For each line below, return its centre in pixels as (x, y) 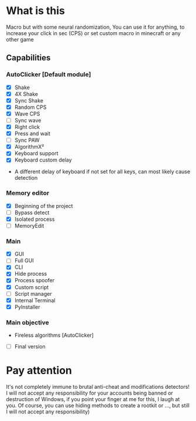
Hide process (31, 274)
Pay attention (39, 371)
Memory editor (28, 193)
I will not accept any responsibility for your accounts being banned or (90, 393)
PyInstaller (27, 307)
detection (26, 178)
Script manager (33, 293)
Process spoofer (34, 280)
